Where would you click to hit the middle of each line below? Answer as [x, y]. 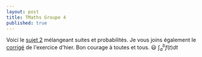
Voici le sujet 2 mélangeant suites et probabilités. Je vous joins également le [101, 40]
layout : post [23, 12]
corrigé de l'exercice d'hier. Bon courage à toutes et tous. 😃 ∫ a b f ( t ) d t [92, 47]
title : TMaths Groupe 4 [36, 17]
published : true [27, 23]
